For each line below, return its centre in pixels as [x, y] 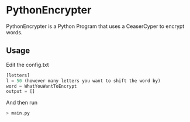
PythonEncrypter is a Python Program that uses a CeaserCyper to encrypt [95, 26]
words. [14, 32]
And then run [22, 103]
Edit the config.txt [27, 64]
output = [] [20, 92]
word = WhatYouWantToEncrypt [42, 86]
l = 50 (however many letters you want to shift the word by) [83, 81]
